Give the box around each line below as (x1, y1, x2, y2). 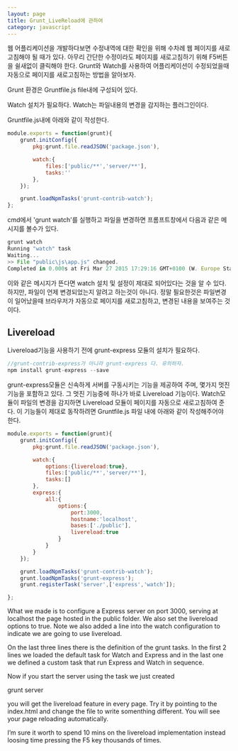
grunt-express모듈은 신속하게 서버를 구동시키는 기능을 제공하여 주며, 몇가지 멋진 (7, 380, 230, 389)
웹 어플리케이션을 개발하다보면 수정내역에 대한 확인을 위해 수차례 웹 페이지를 (7, 44, 217, 53)
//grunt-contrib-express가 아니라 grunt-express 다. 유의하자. (7, 360, 185, 368)
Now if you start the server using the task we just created (7, 672, 175, 681)
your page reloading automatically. (7, 715, 108, 723)
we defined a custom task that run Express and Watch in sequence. (7, 658, 204, 667)
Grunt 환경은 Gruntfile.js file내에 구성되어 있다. (7, 86, 138, 94)
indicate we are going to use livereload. (7, 630, 123, 638)
